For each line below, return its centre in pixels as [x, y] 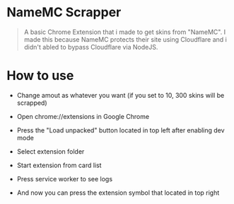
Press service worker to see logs [65, 178]
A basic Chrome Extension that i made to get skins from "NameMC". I [125, 32]
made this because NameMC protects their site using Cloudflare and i [125, 39]
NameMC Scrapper [64, 12]
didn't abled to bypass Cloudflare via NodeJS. [91, 47]
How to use [40, 76]
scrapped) [32, 103]
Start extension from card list [59, 165]
